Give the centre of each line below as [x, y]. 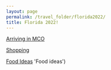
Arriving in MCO [25, 39]
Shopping [18, 50]
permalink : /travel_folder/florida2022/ [56, 17]
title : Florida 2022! [32, 22]
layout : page [22, 11]
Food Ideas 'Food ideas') [36, 61]
